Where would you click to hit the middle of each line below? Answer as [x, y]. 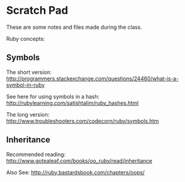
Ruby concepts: [26, 38]
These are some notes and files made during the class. [74, 27]
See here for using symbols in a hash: [53, 96]
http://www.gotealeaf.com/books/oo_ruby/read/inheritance [79, 160]
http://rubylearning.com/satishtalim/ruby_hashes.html [73, 103]
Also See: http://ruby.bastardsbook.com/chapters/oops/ [76, 172]
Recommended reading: [36, 154]
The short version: [29, 72]
